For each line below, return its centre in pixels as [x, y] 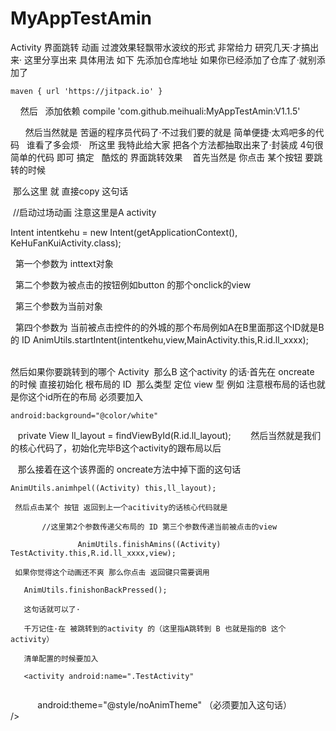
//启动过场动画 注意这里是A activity [84, 212]
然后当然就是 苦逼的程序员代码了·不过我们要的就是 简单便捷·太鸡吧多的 [170, 132]
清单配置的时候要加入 [61, 658]
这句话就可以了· [52, 609]
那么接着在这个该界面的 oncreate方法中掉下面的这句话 [129, 469]
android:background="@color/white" [84, 415]
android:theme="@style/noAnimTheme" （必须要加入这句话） [164, 704]
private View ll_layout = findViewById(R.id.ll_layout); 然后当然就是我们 [169, 435]
